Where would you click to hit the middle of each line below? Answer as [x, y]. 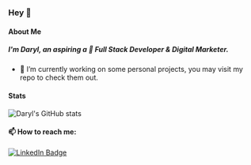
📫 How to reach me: [42, 132]
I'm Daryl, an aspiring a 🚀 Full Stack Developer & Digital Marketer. [118, 50]
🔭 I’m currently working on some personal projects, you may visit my [131, 69]
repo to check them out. [59, 77]
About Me [25, 32]
